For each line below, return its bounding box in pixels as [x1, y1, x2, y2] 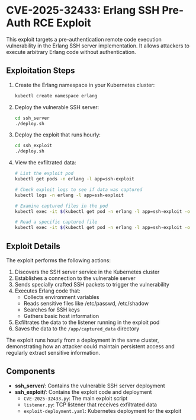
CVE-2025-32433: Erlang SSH [6, 4, 160, 17]
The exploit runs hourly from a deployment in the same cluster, [6, 336, 159, 343]
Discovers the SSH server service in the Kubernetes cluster [14, 268, 160, 275]
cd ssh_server [14, 115, 50, 121]
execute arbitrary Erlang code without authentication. [6, 48, 136, 55]
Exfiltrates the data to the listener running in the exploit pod [14, 319, 160, 326]
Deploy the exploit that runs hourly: [14, 131, 101, 138]
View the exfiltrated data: [14, 159, 76, 166]
